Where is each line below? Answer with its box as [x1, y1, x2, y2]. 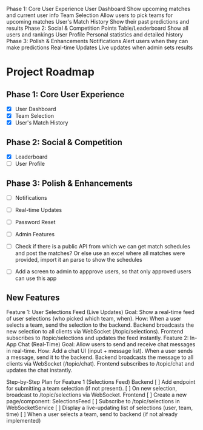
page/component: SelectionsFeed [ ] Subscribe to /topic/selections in [6, 398, 180, 405]
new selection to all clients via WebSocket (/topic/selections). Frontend [6, 328, 184, 335]
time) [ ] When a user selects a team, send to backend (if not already [6, 411, 178, 418]
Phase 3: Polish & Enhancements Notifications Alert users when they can [6, 38, 188, 44]
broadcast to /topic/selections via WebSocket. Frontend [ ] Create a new [6, 391, 187, 398]
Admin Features [15, 231, 55, 238]
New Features [6, 292, 60, 302]
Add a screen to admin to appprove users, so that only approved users [15, 268, 191, 275]
